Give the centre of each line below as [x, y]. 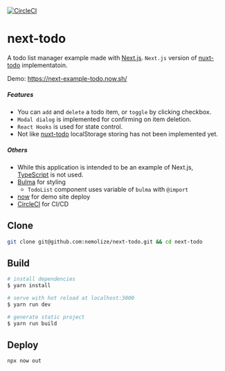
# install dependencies [42, 279]
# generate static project [46, 317]
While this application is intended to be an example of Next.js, [105, 167]
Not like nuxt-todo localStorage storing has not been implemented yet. [117, 134]
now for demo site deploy [54, 197]
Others [17, 150]
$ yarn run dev [29, 305]
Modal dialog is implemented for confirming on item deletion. [104, 119]
